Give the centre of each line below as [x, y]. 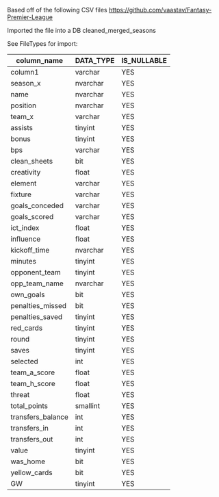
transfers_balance [39, 417]
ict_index [25, 228]
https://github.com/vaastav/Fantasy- [160, 10]
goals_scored [32, 217]
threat [20, 395]
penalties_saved [37, 317]
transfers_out [32, 439]
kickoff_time [30, 250]
